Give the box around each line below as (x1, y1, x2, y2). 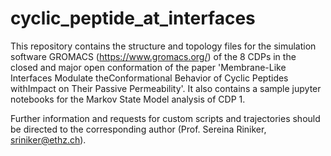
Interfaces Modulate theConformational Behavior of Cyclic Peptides (10, 72, 289, 84)
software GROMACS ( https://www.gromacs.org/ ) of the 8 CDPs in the (10, 50, 297, 62)
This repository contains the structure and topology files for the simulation (10, 40, 317, 52)
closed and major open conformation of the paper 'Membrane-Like (10, 61, 287, 73)
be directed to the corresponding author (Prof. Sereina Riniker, (10, 123, 267, 135)
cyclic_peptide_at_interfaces (10, 7, 256, 30)
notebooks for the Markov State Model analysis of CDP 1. (10, 93, 246, 105)
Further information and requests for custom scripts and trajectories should (10, 112, 321, 124)
